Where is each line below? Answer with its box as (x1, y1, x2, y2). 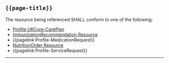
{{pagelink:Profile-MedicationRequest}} (12, 36, 95, 42)
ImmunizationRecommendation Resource (12, 31, 98, 37)
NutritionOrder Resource (12, 42, 64, 48)
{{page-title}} (5, 4, 53, 12)
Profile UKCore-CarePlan (12, 26, 64, 32)
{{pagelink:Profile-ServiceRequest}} (12, 47, 88, 53)
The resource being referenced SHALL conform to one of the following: (5, 16, 153, 22)
